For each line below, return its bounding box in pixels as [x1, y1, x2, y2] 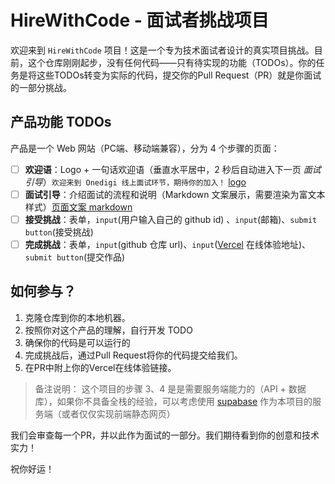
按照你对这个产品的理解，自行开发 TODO [24, 324, 193, 336]
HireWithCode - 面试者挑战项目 [10, 9, 270, 32]
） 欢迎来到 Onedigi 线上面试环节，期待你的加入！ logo [42, 176, 247, 188]
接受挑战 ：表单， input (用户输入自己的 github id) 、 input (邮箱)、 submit [24, 213, 318, 225]
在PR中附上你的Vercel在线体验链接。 [24, 361, 177, 373]
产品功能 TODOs [10, 114, 112, 131]
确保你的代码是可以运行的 [24, 336, 131, 348]
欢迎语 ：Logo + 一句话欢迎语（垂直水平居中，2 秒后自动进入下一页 [24, 163, 302, 175]
